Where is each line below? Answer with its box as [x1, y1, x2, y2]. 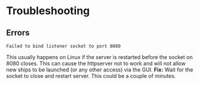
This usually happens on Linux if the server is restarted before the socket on [6, 54, 193, 60]
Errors [6, 28, 30, 38]
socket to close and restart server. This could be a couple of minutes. [6, 73, 176, 79]
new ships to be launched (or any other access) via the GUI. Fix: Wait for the [6, 66, 194, 73]
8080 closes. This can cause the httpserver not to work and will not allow [6, 60, 186, 67]
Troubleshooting [6, 4, 90, 18]
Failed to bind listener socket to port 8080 [6, 43, 121, 49]
